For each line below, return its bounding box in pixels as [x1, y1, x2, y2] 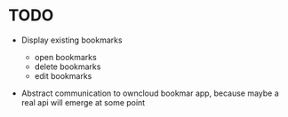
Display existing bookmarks [20, 35, 123, 45]
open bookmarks [34, 51, 97, 62]
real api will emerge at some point [20, 97, 146, 107]
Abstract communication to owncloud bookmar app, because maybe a [20, 88, 279, 98]
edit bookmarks [34, 70, 92, 81]
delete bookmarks [34, 61, 101, 72]
